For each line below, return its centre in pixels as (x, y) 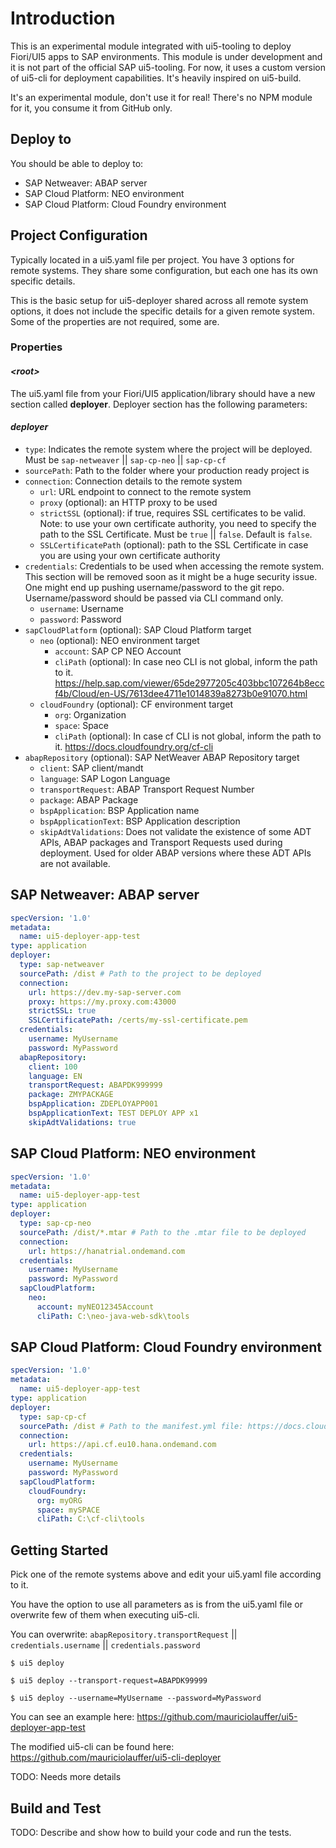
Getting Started (59, 1550)
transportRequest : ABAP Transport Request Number (147, 789)
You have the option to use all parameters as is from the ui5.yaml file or (156, 1604)
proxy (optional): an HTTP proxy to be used (128, 502)
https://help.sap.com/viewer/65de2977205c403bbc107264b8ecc (189, 683)
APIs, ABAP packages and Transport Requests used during (161, 842)
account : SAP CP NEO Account (118, 651)
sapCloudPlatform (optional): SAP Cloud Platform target (138, 629)
